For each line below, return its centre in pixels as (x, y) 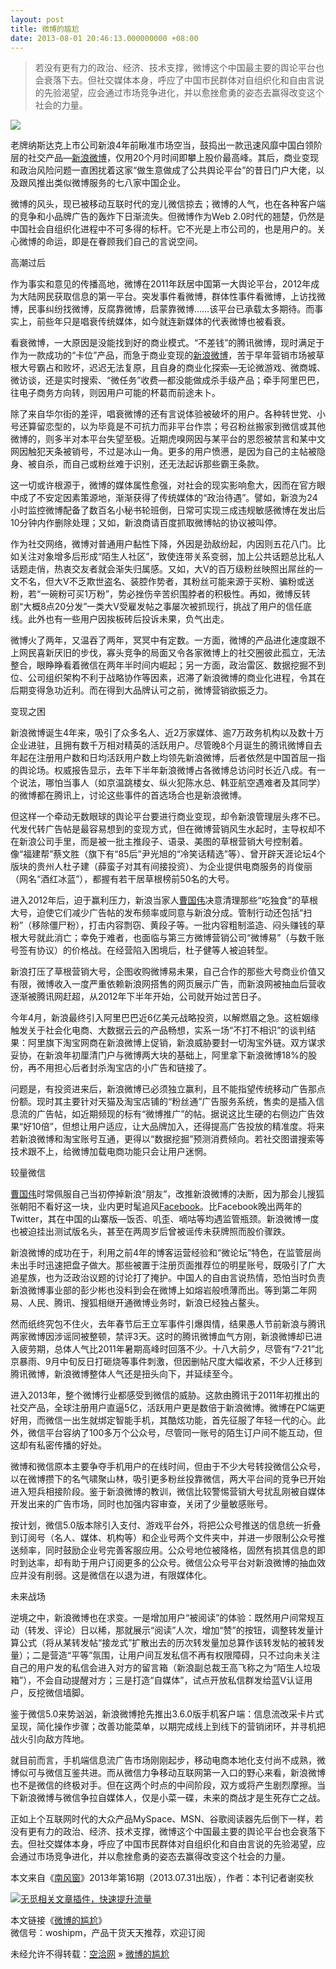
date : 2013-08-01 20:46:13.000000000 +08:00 (104, 38)
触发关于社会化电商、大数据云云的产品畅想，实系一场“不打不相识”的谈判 (159, 1030)
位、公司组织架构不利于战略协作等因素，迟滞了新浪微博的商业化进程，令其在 (168, 678)
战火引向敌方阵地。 (50, 1739)
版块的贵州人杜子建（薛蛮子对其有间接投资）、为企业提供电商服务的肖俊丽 (161, 867)
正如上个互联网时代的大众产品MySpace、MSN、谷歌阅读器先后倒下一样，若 (167, 1819)
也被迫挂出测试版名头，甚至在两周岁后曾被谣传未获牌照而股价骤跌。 (150, 1232)
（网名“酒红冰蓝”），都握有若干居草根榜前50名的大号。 (122, 879)
